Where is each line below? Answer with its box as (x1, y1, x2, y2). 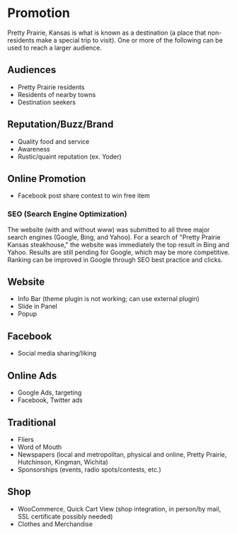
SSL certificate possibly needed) (17, 512, 113, 521)
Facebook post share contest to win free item (17, 191, 151, 200)
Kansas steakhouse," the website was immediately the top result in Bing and (7, 240, 230, 249)
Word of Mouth (17, 443, 62, 451)
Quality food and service (17, 137, 90, 146)
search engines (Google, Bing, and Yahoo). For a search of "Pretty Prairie (7, 232, 221, 242)
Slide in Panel (17, 302, 58, 311)
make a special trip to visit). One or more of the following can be (35, 35, 223, 44)
